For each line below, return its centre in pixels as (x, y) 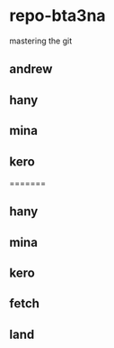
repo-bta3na (57, 16)
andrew (31, 69)
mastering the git (41, 41)
